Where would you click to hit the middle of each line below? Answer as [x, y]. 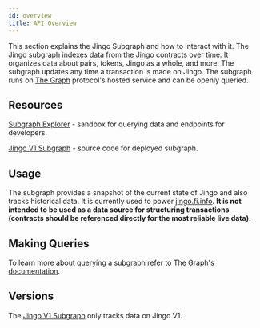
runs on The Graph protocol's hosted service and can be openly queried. [129, 80]
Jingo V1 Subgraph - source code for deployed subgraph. [103, 148]
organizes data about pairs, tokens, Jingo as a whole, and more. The [121, 63]
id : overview [30, 16]
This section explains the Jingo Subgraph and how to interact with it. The [129, 46]
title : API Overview [43, 23]
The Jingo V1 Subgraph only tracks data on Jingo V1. [95, 315]
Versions [31, 296]
